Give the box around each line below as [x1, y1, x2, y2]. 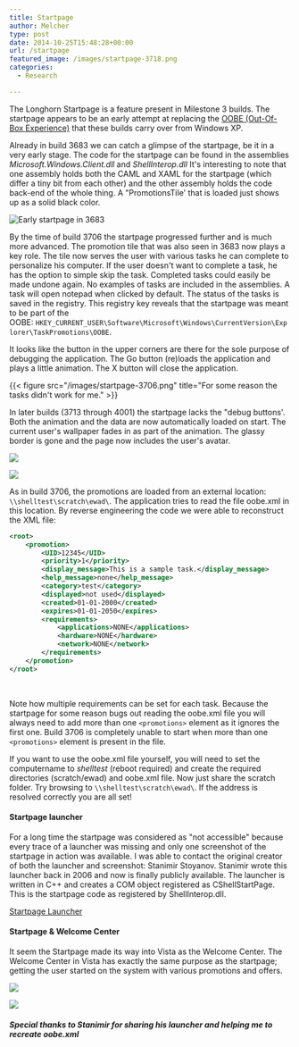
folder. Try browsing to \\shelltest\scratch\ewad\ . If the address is [9, 782, 259, 792]
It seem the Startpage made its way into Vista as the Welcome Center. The [9, 946, 283, 957]
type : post [9, 29, 50, 38]
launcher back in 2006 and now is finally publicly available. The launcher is [9, 869, 286, 880]
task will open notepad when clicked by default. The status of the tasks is [9, 288, 279, 299]
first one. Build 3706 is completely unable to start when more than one [9, 726, 269, 737]
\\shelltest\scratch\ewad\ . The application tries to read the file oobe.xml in [9, 495, 290, 506]
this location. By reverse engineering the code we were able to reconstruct [9, 505, 284, 515]
